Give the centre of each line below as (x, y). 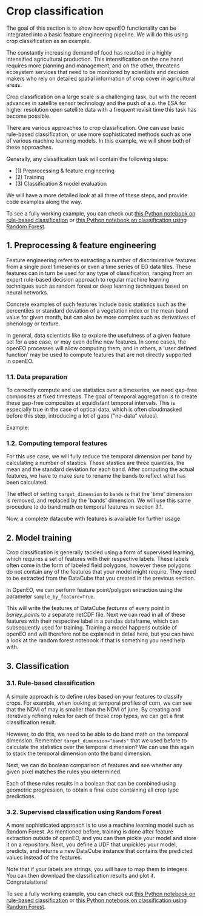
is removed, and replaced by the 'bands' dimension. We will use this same (98, 500)
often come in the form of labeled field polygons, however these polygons (98, 565)
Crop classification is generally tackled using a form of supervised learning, (101, 552)
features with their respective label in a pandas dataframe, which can (93, 621)
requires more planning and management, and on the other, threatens (93, 66)
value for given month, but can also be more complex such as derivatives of (101, 317)
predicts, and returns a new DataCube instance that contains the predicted (99, 851)
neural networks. (27, 292)
